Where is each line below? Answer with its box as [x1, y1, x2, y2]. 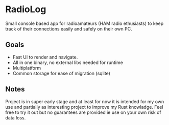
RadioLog [5, 4, 46, 15]
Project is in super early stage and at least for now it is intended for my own [5, 98, 164, 105]
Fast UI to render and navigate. [12, 54, 78, 60]
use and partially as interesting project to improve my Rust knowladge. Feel [5, 104, 163, 110]
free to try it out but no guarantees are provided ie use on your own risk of [5, 109, 162, 115]
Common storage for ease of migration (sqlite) [12, 70, 111, 76]
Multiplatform [12, 65, 41, 71]
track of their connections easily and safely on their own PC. [5, 25, 133, 32]
